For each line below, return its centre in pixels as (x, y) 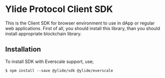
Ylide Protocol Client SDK (59, 9)
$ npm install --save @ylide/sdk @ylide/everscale (59, 70)
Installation (23, 49)
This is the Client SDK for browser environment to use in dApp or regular (80, 23)
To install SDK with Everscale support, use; (50, 61)
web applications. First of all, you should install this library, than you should (83, 28)
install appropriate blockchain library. (43, 33)
